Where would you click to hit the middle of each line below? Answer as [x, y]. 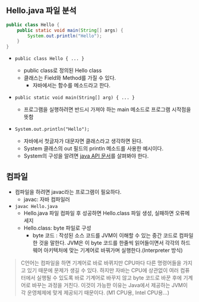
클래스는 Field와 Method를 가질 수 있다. [70, 78]
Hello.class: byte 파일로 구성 [57, 228]
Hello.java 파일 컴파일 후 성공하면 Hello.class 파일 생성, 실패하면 [99, 213]
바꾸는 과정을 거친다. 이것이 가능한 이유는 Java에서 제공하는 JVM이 [110, 285]
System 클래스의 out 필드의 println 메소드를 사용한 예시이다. [94, 149]
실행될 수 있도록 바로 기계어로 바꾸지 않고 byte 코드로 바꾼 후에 [109, 278]
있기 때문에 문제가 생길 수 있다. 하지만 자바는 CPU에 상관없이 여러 [103, 270]
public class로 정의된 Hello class [63, 71]
